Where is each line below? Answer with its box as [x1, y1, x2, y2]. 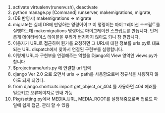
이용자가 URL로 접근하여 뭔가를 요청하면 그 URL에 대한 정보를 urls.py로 [12, 40, 151, 46]
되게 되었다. [22, 77, 45, 83]
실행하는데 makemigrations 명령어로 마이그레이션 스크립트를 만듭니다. [12, 28, 149, 34]
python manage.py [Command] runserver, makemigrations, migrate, [12, 9, 152, 15]
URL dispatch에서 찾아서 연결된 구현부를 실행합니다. [22, 47, 124, 52]
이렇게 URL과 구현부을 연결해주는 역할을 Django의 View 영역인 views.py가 [12, 53, 158, 58]
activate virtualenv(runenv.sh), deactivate [12, 4, 98, 10]
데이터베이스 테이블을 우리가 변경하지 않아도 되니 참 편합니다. [22, 34, 140, 40]
